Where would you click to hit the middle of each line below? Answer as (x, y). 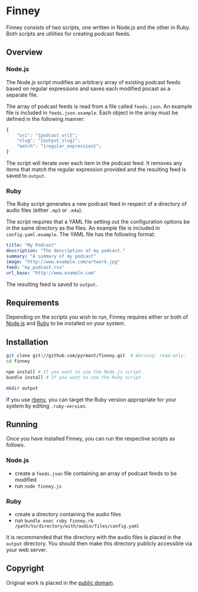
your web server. (27, 549)
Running (22, 424)
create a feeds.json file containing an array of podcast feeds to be (96, 473)
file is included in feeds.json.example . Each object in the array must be (92, 112)
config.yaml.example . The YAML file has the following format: (81, 234)
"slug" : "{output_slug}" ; (49, 141)
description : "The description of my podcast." (66, 251)
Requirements (33, 303)
